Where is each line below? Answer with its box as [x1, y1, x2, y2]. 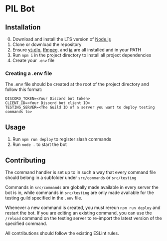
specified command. [5, 220, 47, 226]
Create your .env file [12, 57, 55, 63]
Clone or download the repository [12, 41, 82, 47]
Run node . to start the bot [12, 141, 67, 147]
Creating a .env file [5, 69, 52, 76]
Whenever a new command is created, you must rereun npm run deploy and [5, 204, 161, 210]
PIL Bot [5, 3, 35, 14]
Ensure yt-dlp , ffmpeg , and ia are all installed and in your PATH [12, 47, 142, 52]
